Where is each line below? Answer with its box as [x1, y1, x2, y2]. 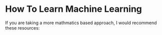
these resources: [5, 25, 40, 31]
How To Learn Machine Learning [5, 3, 142, 15]
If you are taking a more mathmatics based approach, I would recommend [5, 20, 157, 26]
